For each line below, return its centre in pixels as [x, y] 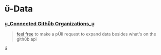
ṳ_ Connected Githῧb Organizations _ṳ [50, 24]
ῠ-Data [19, 9]
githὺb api [27, 39]
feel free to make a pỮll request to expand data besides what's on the [86, 34]
